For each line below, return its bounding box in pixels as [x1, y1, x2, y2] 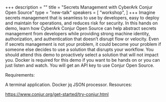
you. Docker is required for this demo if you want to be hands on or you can [5, 57, 160, 63]
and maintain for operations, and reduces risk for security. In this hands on [5, 20, 158, 26]
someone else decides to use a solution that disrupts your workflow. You [5, 47, 154, 52]
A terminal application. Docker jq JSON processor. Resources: [5, 82, 132, 88]
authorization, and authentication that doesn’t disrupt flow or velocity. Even [5, 36, 159, 42]
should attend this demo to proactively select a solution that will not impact [5, 52, 159, 58]
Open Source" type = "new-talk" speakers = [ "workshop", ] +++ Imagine [5, 9, 156, 15]
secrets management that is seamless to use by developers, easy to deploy [5, 15, 160, 20]
